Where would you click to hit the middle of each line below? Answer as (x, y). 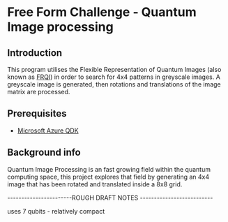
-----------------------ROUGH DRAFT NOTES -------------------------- (110, 198)
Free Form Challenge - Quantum (102, 12)
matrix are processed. (39, 92)
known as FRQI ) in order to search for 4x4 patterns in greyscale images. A (114, 77)
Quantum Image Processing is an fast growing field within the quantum (109, 169)
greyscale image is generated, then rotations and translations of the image (114, 84)
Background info (44, 153)
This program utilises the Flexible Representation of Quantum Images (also (114, 69)
